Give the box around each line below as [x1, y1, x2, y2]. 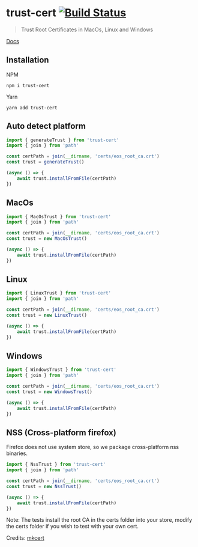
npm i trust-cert [6, 82, 50, 88]
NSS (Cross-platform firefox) [6, 427, 117, 438]
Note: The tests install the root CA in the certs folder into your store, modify [6, 516, 193, 524]
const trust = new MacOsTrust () [6, 236, 87, 242]
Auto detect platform [6, 121, 86, 132]
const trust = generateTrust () [6, 159, 85, 165]
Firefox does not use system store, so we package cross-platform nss [6, 444, 179, 451]
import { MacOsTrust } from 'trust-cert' [6, 213, 112, 219]
